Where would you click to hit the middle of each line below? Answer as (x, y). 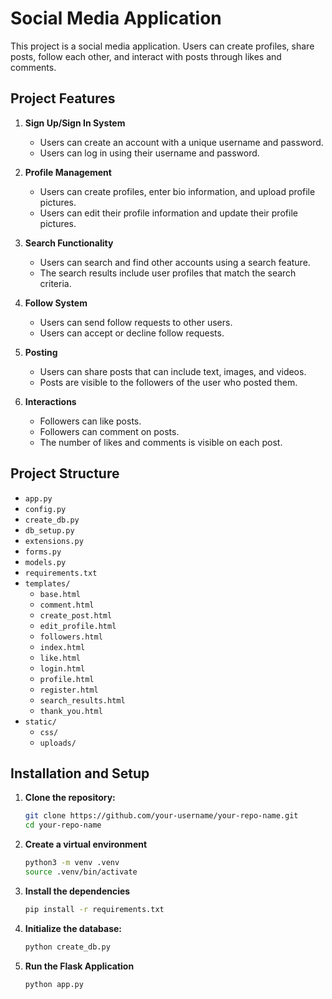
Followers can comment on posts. (109, 431)
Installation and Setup (80, 773)
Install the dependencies (77, 891)
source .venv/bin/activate (81, 872)
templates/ (47, 583)
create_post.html (76, 615)
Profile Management (68, 172)
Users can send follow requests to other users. (136, 322)
